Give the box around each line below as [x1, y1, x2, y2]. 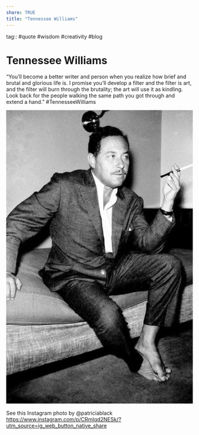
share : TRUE [6, 9, 36, 15]
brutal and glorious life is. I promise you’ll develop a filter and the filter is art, [6, 80, 192, 87]
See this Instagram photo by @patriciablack [6, 409, 113, 417]
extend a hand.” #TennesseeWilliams [6, 99, 97, 106]
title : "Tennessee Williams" [6, 15, 78, 22]
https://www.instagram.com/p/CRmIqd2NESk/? [6, 415, 121, 423]
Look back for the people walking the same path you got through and [6, 92, 175, 99]
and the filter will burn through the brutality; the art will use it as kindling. [6, 86, 184, 93]
